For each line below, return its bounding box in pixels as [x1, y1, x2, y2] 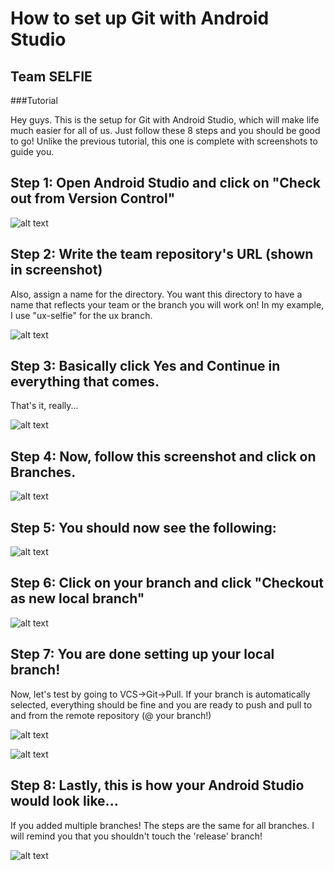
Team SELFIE [10, 68, 93, 85]
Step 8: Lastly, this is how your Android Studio [10, 777, 305, 794]
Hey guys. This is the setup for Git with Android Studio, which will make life [10, 114, 320, 126]
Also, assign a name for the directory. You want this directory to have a [10, 288, 303, 300]
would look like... [10, 793, 119, 810]
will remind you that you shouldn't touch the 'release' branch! [10, 830, 263, 842]
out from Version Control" [10, 190, 176, 207]
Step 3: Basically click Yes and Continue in [10, 358, 281, 375]
